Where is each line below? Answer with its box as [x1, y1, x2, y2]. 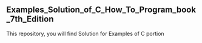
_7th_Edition [6, 14, 54, 24]
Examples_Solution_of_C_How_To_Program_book [6, 5, 196, 15]
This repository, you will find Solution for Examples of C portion [6, 30, 165, 37]
